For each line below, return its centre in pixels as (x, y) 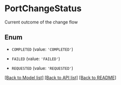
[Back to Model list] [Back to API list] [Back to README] (60, 77)
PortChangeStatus (43, 9)
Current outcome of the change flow (41, 22)
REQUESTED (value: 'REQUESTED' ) (42, 68)
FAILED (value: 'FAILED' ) (36, 59)
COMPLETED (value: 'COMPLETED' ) (42, 49)
